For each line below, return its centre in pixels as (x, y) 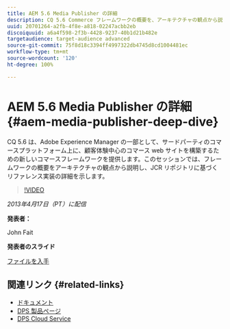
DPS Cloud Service (44, 319)
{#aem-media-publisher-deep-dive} (113, 122)
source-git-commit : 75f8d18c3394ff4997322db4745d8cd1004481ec (98, 45)
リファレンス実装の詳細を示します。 (58, 176)
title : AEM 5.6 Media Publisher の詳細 (62, 13)
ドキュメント (35, 302)
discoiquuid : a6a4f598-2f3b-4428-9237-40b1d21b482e (82, 33)
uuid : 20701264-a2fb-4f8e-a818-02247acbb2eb (72, 26)
